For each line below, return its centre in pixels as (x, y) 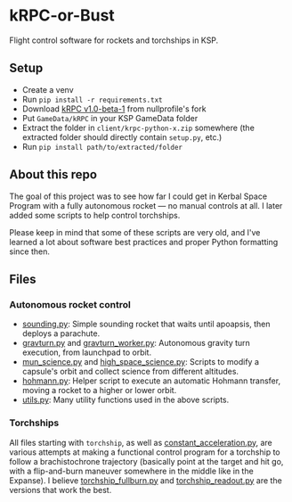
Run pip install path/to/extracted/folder (102, 146)
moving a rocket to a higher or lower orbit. (99, 391)
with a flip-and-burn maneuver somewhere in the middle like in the (131, 471)
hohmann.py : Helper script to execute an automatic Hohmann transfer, (151, 381)
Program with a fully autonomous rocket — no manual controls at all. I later (146, 205)
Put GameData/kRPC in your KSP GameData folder (110, 118)
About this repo (53, 175)
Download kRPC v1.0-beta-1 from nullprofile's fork (114, 109)
